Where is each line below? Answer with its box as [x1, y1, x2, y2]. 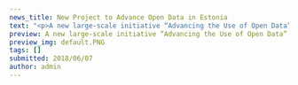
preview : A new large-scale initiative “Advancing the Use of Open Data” [9, 29, 288, 38]
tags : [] [9, 46, 42, 55]
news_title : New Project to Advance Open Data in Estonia [9, 12, 228, 22]
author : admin [9, 63, 62, 72]
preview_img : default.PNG [9, 37, 105, 47]
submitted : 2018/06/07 [9, 54, 93, 63]
